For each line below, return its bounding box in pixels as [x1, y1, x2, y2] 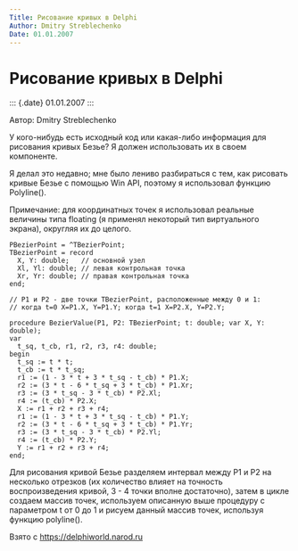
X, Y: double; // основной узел [17, 256, 145, 266]
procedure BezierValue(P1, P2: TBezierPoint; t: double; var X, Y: [9, 318, 266, 328]
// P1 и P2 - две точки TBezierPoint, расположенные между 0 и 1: [9, 295, 261, 304]
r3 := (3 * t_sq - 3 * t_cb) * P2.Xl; [17, 389, 162, 398]
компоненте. [9, 151, 58, 161]
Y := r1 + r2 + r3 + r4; [17, 443, 110, 453]
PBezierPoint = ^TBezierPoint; [9, 241, 126, 250]
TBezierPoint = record [9, 249, 94, 258]
